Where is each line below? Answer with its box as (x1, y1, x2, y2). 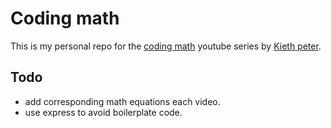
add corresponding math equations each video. (24, 95, 221, 107)
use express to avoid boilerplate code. (24, 106, 183, 118)
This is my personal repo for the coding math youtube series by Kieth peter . (10, 40, 322, 52)
